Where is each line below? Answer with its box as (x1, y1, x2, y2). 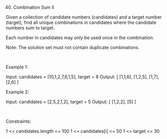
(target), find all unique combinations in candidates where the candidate (6, 20, 157, 25)
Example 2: (6, 89, 29, 95)
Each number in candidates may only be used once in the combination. (6, 35, 154, 40)
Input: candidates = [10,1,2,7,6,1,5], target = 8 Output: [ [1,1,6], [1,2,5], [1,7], (6, 74, 159, 80)
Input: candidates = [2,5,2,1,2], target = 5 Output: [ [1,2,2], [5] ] (6, 99, 137, 105)
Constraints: (6, 118, 31, 124)
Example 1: (6, 64, 28, 70)
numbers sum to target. (6, 25, 55, 31)
